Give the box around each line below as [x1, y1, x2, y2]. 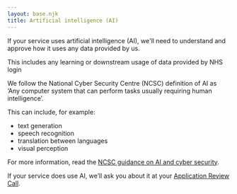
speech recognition [17, 129, 74, 137]
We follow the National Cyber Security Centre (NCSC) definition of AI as [7, 79, 217, 87]
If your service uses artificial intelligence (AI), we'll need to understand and [7, 36, 226, 45]
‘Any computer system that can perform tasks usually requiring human [7, 86, 212, 95]
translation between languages [17, 136, 108, 145]
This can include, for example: [7, 108, 96, 116]
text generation [17, 121, 62, 130]
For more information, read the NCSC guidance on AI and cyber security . [7, 157, 219, 166]
